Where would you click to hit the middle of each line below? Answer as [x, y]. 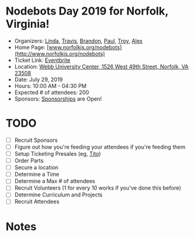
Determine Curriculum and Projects [58, 195]
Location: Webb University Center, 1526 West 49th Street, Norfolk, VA [101, 66]
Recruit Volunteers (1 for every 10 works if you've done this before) [98, 188]
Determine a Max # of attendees [55, 181]
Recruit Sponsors [36, 140]
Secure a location [36, 167]
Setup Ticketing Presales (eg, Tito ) [58, 154]
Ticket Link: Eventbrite [42, 60]
